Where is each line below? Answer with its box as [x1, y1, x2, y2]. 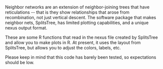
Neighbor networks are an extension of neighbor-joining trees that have [5, 4, 150, 10]
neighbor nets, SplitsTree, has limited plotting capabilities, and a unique [5, 20, 149, 25]
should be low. [5, 60, 34, 65]
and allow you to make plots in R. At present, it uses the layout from [5, 40, 141, 46]
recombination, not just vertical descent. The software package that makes [5, 15, 157, 20]
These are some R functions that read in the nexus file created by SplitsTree [5, 34, 158, 40]
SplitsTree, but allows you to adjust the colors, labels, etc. [5, 45, 121, 50]
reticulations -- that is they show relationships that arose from [5, 9, 130, 15]
